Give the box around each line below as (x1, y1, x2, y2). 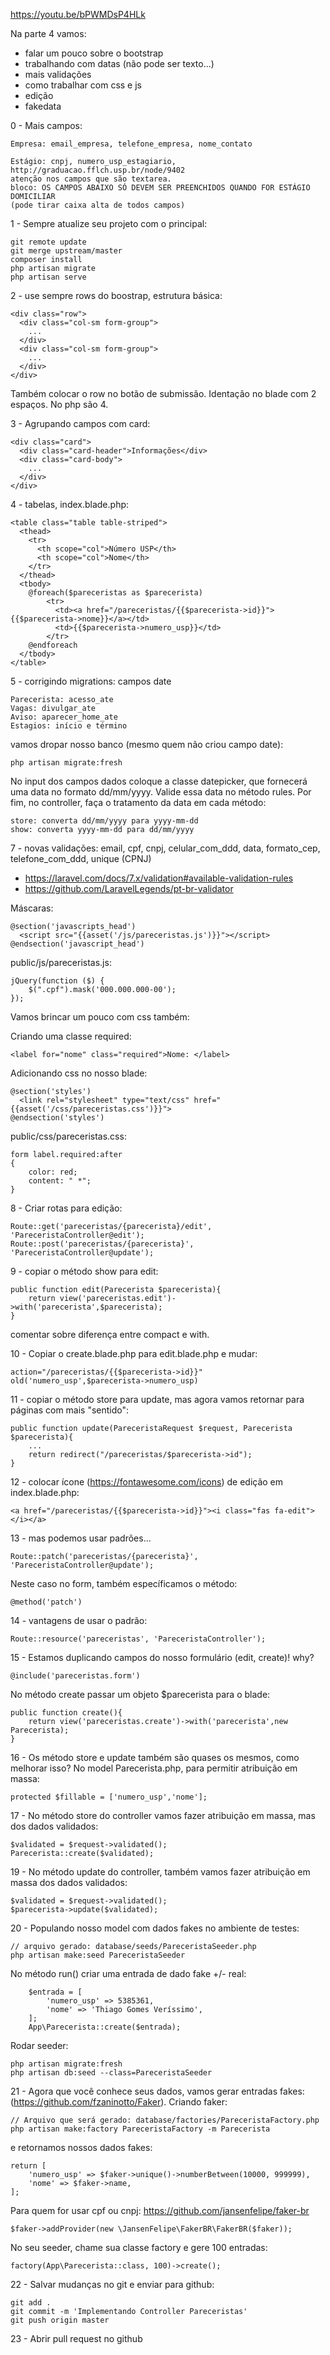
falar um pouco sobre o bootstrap (24, 47, 164, 59)
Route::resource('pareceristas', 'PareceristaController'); (10, 1634, 267, 1644)
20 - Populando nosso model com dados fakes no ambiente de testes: (10, 1922, 300, 1934)
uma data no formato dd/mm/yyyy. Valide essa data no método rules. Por (10, 786, 312, 798)
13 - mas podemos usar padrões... (10, 1532, 152, 1544)
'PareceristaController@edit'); (10, 1230, 145, 1240)
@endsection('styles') (10, 1113, 105, 1123)
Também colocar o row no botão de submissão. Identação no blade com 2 (10, 388, 317, 399)
